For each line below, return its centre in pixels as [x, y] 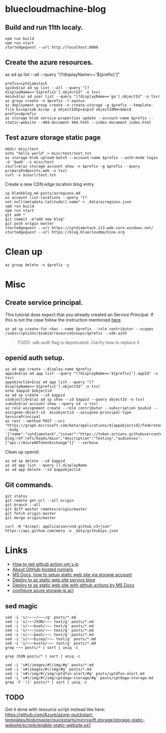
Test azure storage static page [53, 138]
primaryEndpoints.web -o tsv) [36, 171]
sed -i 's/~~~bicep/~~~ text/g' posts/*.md [51, 639]
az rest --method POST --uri [35, 421]
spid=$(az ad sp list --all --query [43, 88]
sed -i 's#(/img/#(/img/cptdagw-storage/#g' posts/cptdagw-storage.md [79, 678]
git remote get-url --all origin [40, 501]
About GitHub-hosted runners [42, 569]
